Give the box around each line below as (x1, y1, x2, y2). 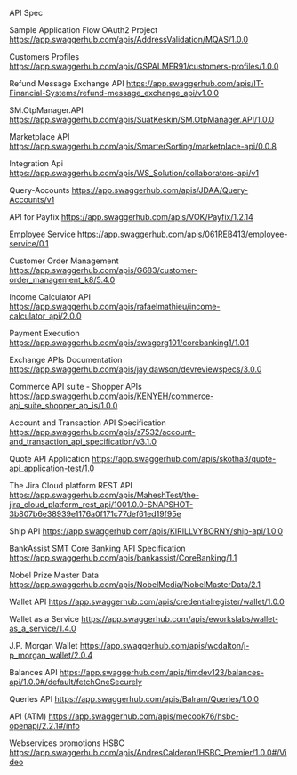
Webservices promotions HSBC (9, 738, 125, 748)
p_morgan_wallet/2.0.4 (9, 650, 93, 660)
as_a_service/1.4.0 (9, 623, 77, 634)
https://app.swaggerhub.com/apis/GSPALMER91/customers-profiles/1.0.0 (9, 61, 279, 71)
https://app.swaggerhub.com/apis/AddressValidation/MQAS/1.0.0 (9, 35, 249, 44)
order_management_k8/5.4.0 (9, 275, 116, 285)
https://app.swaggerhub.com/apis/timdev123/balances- (59, 667, 265, 677)
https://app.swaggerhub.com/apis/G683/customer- (9, 265, 198, 275)
